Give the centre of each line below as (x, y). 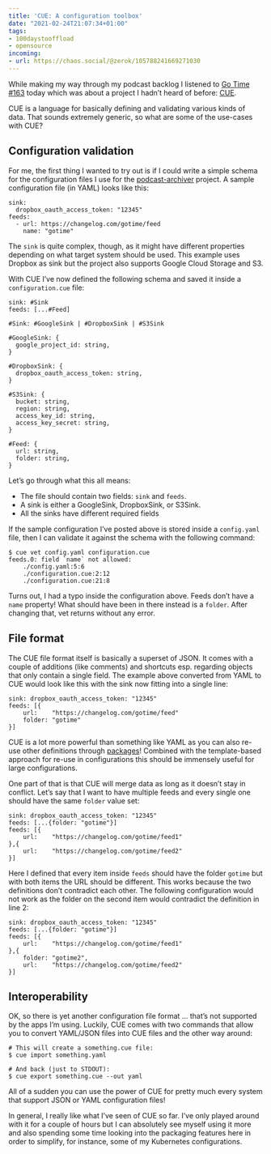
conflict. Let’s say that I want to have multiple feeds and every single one (129, 792)
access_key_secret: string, (63, 423)
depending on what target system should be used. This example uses (124, 254)
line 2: (19, 907)
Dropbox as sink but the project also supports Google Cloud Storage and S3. (136, 263)
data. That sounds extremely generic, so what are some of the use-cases (131, 117)
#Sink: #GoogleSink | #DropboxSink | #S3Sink (86, 324)
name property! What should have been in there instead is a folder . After (128, 604)
